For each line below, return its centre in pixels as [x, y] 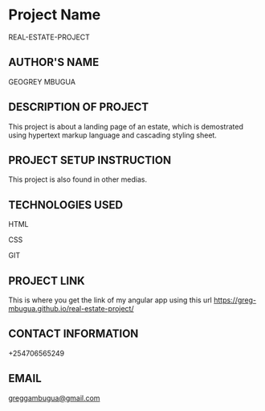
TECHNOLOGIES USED [65, 205]
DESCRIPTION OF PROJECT [79, 107]
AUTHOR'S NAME [54, 62]
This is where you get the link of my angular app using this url [110, 300]
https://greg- [235, 300]
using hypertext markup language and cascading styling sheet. [112, 135]
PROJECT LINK [47, 280]
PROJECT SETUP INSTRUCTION [90, 160]
